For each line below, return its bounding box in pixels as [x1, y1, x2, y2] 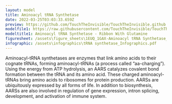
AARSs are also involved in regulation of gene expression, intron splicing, [5, 88, 160, 94]
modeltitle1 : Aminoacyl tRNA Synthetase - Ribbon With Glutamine [5, 31, 147, 36]
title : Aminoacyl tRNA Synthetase [5, 12, 79, 17]
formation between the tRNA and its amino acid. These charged [5, 71, 140, 77]
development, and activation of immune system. [5, 93, 107, 99]
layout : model [5, 7, 36, 13]
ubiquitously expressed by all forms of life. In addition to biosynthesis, [5, 82, 153, 88]
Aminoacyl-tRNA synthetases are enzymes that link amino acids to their [5, 55, 157, 61]
